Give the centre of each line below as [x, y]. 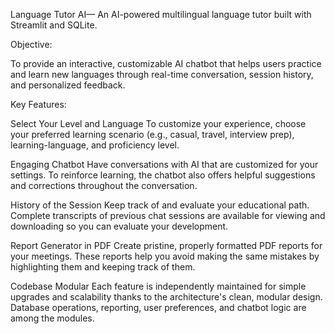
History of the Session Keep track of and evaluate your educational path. [160, 205]
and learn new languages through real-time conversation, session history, [162, 74]
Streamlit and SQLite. [54, 25]
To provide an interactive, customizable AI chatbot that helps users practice [166, 63]
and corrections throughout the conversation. [104, 185]
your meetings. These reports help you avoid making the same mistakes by [165, 256]
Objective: [31, 44]
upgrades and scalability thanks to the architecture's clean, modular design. [166, 297]
